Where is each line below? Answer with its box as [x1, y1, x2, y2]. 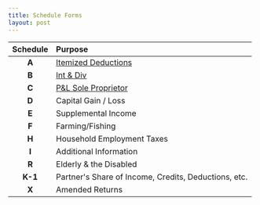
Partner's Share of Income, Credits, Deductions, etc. [56, 171, 248, 182]
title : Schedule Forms [8, 11, 82, 20]
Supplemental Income [56, 107, 137, 118]
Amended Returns [56, 184, 123, 195]
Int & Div [56, 70, 87, 81]
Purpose [56, 44, 89, 55]
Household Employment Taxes [56, 133, 169, 144]
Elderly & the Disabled [56, 158, 137, 169]
